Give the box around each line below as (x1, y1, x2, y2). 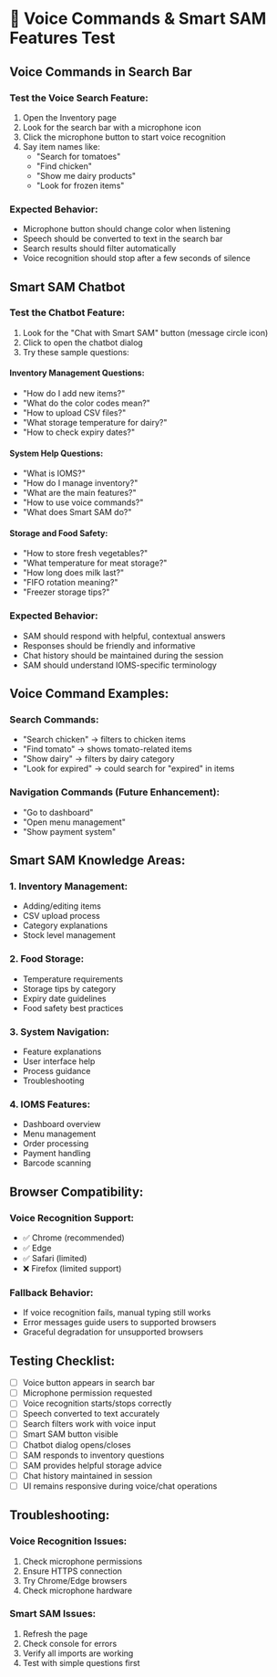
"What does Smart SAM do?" (22, 507, 132, 518)
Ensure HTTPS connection (22, 1566, 123, 1577)
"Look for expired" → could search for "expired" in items (22, 763, 235, 775)
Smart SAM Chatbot (9, 279, 126, 295)
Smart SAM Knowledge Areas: (9, 853, 186, 869)
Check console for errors (22, 1638, 118, 1649)
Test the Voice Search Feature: (9, 91, 149, 104)
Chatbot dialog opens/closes (22, 1439, 131, 1450)
